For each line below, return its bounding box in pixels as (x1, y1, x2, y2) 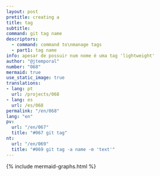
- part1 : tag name (11, 47, 57, 53)
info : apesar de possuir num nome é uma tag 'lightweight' (6, 53, 155, 59)
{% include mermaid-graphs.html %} (6, 162, 97, 169)
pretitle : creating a (6, 14, 60, 20)
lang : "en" (6, 113, 33, 119)
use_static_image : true (6, 75, 65, 81)
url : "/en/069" (11, 140, 49, 147)
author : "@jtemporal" (6, 58, 60, 64)
